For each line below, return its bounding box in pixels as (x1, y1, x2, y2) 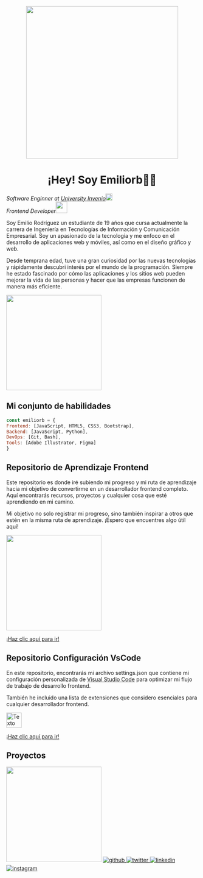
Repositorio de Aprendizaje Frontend (6, 462, 149, 473)
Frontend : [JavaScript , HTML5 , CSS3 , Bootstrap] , (6, 423, 135, 429)
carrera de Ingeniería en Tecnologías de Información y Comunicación (6, 226, 180, 233)
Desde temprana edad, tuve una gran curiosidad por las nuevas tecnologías (6, 257, 196, 264)
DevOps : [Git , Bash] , (6, 434, 61, 440)
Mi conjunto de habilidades (6, 401, 111, 412)
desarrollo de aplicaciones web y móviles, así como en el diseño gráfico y (6, 238, 191, 246)
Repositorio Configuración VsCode (6, 653, 142, 663)
